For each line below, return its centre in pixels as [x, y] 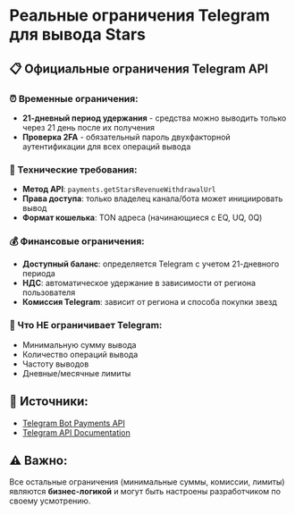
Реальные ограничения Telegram [139, 16]
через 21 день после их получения [88, 127]
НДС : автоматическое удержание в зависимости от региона [139, 283]
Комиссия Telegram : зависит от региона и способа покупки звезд [149, 302]
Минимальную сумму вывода [79, 344]
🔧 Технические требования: [73, 169]
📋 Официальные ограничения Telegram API [139, 68]
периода [38, 274]
